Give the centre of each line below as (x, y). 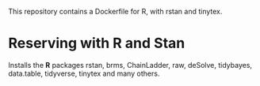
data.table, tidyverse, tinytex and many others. (84, 73)
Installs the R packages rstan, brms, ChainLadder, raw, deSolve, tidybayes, (130, 65)
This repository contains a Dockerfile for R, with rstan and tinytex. (115, 11)
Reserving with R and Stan (97, 43)
